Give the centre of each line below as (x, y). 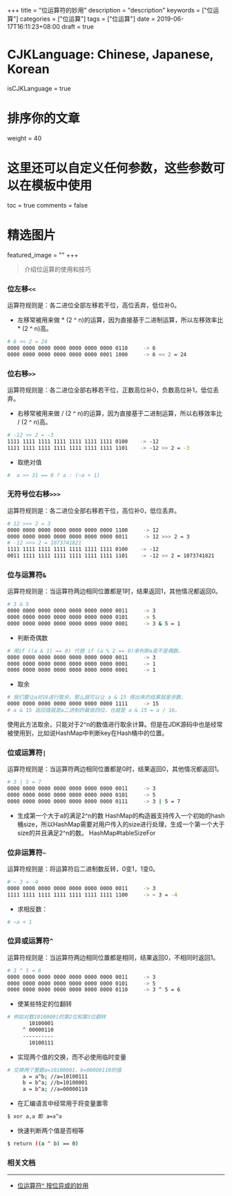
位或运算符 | (27, 752)
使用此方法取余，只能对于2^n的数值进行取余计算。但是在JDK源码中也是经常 (115, 724)
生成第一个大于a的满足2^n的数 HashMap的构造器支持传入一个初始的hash (121, 815)
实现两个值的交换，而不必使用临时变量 (71, 1057)
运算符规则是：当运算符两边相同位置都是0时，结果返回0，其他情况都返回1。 (115, 769)
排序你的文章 (44, 119)
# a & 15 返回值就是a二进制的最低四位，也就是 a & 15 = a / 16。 (94, 710)
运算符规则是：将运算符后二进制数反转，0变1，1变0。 (83, 869)
